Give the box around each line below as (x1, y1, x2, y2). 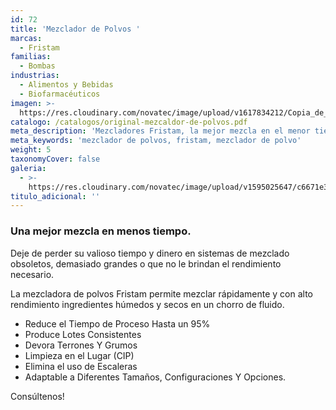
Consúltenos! (10, 390, 65, 402)
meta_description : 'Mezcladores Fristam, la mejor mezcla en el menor (10, 126, 311, 136)
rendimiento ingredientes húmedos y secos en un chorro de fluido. (10, 298, 285, 310)
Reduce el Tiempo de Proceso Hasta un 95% (24, 317, 211, 330)
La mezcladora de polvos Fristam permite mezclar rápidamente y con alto (10, 287, 314, 300)
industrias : (10, 71, 60, 81)
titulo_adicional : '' (10, 191, 101, 201)
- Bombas (19, 61, 56, 71)
